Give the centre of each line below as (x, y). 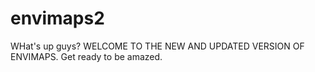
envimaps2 (57, 18)
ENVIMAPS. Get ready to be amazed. (86, 56)
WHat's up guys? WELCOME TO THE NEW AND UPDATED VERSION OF (157, 46)
